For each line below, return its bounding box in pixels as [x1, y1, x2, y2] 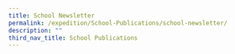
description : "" [8, 26, 63, 34]
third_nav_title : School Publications [8, 33, 138, 42]
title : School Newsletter [8, 11, 95, 20]
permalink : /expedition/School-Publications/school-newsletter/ [8, 19, 228, 27]
